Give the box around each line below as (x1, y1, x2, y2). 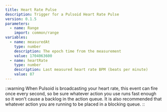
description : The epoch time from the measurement (14, 49, 122, 54)
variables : (5, 35, 28, 40)
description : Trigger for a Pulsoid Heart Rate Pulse (5, 12, 120, 17)
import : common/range (14, 30, 59, 35)
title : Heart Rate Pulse (5, 7, 57, 12)
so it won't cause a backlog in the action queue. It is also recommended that (5, 96, 162, 102)
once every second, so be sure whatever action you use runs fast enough (5, 90, 157, 97)
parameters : (5, 21, 30, 26)
